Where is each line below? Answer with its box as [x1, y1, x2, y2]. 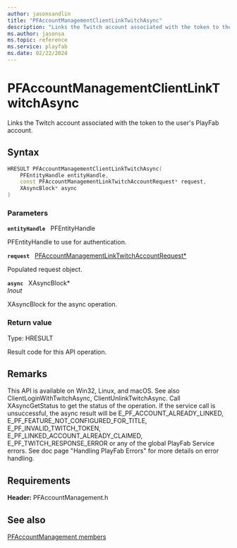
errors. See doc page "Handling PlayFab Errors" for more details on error [7, 446, 219, 455]
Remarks [7, 368, 48, 380]
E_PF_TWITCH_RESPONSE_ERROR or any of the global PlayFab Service [7, 439, 215, 448]
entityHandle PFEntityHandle [7, 224, 96, 233]
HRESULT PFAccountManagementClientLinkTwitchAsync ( [7, 165, 162, 172]
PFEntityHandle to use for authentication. [7, 238, 127, 246]
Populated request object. [7, 266, 83, 274]
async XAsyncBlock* [7, 279, 71, 287]
